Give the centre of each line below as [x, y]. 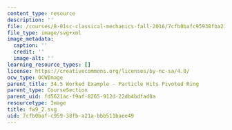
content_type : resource [41, 13]
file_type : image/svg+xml [44, 33]
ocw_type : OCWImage [35, 77]
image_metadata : [30, 39]
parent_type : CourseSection [48, 90]
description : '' [30, 20]
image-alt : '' [33, 58]
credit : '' [29, 52]
